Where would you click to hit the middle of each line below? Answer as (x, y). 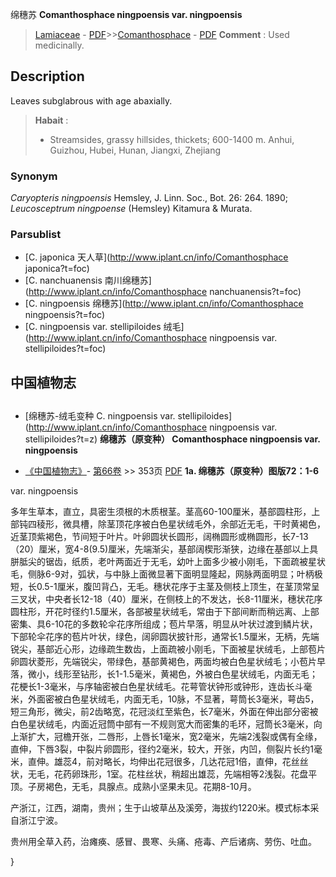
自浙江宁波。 (36, 820)
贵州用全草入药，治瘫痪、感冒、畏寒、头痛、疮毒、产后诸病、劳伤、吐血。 (163, 842)
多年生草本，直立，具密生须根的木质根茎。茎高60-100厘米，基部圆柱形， (161, 512)
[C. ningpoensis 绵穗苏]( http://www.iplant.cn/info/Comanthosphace (164, 304)
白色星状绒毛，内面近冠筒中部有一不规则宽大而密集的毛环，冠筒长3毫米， (162, 724)
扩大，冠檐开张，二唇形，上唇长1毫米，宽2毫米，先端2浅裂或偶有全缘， (175, 737)
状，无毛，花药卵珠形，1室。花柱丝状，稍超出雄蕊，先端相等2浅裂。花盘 (159, 774)
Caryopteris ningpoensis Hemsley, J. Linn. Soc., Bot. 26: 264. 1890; (149, 198)
